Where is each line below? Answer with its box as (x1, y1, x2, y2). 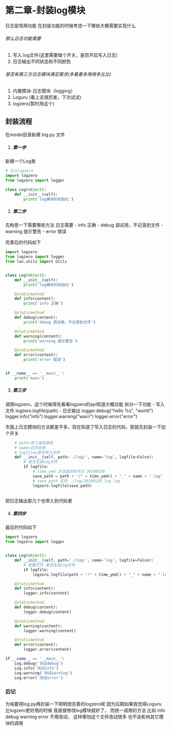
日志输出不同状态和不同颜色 (12, 58, 71, 64)
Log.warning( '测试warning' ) (14, 670, 72, 675)
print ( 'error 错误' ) (23, 357, 66, 362)
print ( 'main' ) (14, 375, 44, 381)
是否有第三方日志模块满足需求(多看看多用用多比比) (5, 71, 111, 77)
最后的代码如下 (5, 524, 37, 531)
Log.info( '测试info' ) (14, 666, 59, 671)
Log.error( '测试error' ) (14, 675, 64, 680)
